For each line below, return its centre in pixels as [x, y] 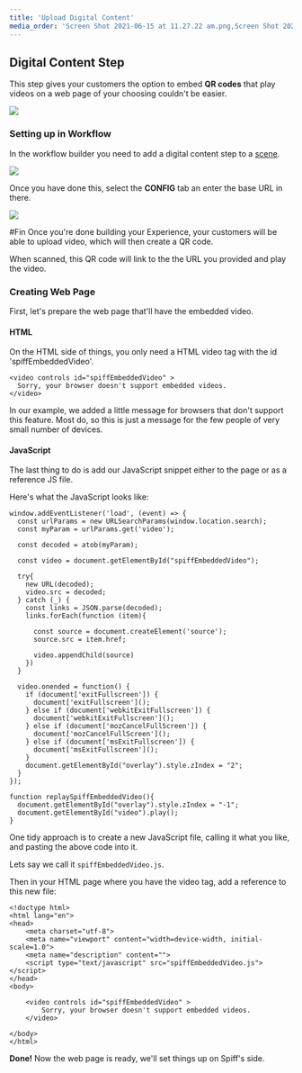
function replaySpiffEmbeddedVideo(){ [82, 798]
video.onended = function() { [74, 687]
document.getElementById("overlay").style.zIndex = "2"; [134, 766]
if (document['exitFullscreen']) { [92, 695]
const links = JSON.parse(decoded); [94, 609]
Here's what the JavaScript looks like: [79, 497]
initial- [247, 940]
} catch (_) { [44, 600]
